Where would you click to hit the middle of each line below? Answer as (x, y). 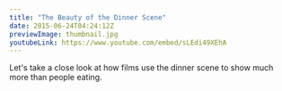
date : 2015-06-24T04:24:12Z (62, 26)
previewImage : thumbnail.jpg (64, 34)
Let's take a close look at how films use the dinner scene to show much (141, 68)
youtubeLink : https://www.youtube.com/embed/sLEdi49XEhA (118, 42)
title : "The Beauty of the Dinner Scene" (88, 17)
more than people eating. (56, 78)
